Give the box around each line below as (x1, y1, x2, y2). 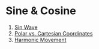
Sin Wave (14, 24, 38, 31)
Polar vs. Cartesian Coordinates (14, 30, 93, 37)
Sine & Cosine (5, 4, 76, 18)
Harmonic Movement (14, 36, 67, 43)
